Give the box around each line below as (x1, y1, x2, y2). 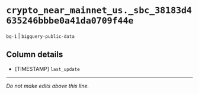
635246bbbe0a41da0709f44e (6, 15, 134, 27)
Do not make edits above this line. (6, 82, 89, 89)
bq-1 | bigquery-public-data (6, 32, 75, 40)
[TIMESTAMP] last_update (14, 65, 80, 72)
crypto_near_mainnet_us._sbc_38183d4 (6, 5, 192, 16)
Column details (6, 50, 63, 60)
